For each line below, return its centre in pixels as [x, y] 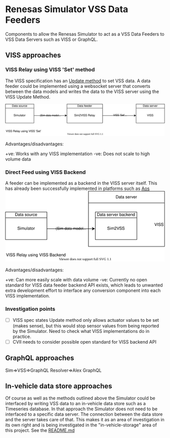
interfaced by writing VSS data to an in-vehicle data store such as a [75, 404]
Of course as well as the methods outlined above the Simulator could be [80, 398]
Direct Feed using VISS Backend [46, 172]
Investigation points [30, 309]
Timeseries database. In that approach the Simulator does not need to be [81, 409]
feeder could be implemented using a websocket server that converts [78, 86]
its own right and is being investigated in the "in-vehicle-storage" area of [81, 425]
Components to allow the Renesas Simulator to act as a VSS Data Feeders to [85, 34]
